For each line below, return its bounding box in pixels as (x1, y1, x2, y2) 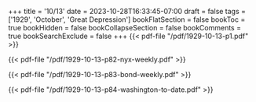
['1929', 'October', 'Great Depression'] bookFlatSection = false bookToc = (8, 15, 246, 24)
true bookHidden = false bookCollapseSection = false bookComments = (8, 23, 242, 32)
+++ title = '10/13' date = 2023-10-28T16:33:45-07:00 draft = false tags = (8, 7, 246, 16)
